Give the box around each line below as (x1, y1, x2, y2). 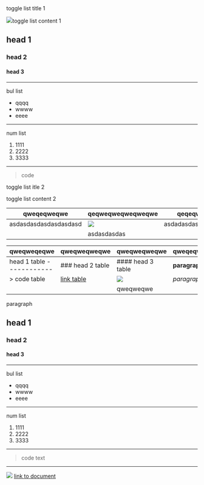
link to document (13, 472, 56, 480)
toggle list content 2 (6, 195, 56, 202)
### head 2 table (60, 261, 110, 270)
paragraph (6, 300, 33, 307)
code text (21, 454, 46, 462)
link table (60, 274, 87, 283)
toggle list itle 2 (6, 183, 45, 191)
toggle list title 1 (6, 5, 46, 12)
